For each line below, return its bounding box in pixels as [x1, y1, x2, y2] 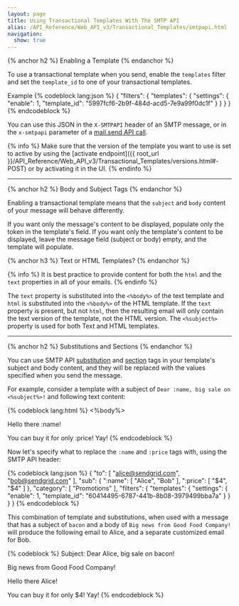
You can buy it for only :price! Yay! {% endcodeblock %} [7, 434, 173, 442]
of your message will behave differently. [7, 206, 124, 215]
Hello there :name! [7, 420, 62, 429]
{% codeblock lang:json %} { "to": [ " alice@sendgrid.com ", [7, 469, 180, 477]
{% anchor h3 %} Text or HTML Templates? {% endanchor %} [7, 257, 190, 265]
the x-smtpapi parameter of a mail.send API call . [7, 128, 148, 137]
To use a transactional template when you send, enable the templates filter [7, 70, 226, 79]
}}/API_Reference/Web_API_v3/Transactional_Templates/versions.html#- [7, 157, 219, 166]
